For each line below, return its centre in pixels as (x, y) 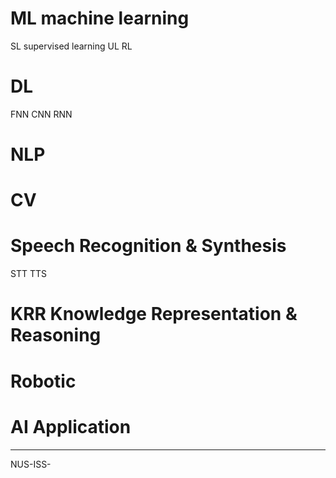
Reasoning (56, 335)
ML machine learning (100, 18)
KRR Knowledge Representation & (154, 314)
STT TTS (28, 274)
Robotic (43, 381)
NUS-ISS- (31, 464)
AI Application (71, 426)
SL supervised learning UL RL (71, 46)
